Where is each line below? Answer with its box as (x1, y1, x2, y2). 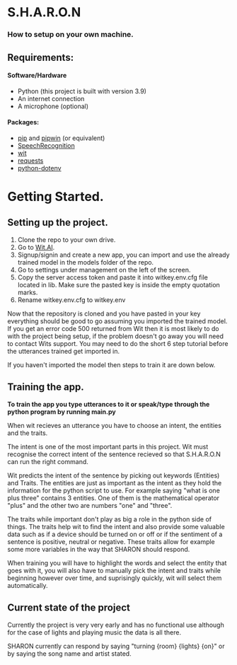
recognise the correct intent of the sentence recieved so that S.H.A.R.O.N (7, 450, 221, 458)
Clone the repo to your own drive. (17, 235, 116, 244)
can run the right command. (7, 457, 88, 466)
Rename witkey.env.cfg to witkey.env (17, 295, 126, 304)
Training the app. (7, 381, 85, 393)
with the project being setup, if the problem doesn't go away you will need (7, 332, 224, 340)
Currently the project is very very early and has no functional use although (7, 620, 224, 629)
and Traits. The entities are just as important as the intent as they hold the (7, 478, 222, 487)
